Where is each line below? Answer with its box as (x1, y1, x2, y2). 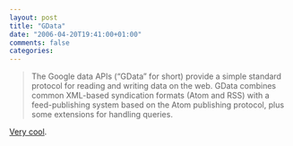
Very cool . (9, 126, 47, 137)
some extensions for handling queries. (30, 109, 173, 120)
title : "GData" (9, 21, 66, 30)
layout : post (9, 13, 58, 22)
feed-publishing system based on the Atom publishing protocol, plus (30, 99, 285, 110)
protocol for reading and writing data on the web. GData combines (30, 81, 277, 91)
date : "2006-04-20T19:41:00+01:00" (9, 30, 142, 39)
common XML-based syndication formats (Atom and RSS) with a (30, 90, 271, 101)
